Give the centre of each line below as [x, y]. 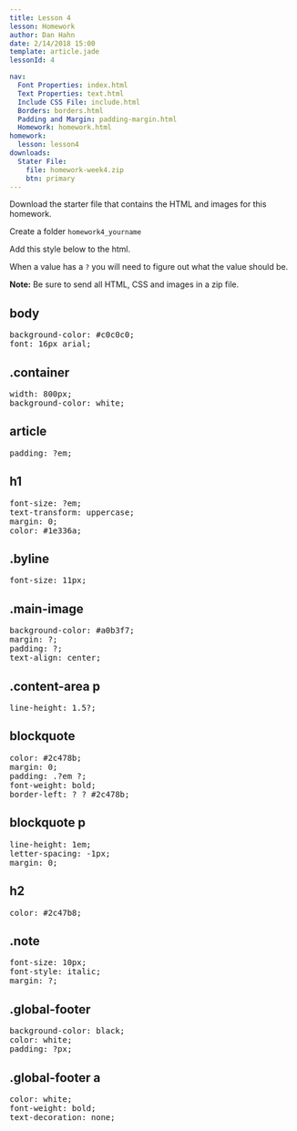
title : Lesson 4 [40, 18]
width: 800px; [41, 394]
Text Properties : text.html [71, 93]
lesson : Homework [42, 26]
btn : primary [51, 179]
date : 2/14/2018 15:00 [52, 43]
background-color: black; [67, 1031]
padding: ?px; [41, 1049]
